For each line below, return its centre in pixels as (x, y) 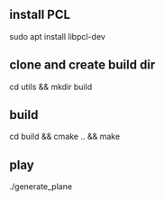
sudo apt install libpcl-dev (57, 36)
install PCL (40, 15)
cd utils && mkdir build (51, 87)
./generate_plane (41, 187)
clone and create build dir (82, 65)
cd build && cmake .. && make (64, 137)
